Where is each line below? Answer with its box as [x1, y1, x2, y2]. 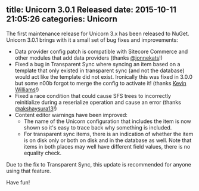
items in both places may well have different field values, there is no [23, 143, 191, 150]
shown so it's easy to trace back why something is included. [23, 124, 172, 131]
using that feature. [6, 167, 52, 174]
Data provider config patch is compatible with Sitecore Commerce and [14, 48, 188, 55]
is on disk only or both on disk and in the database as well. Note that [23, 137, 192, 144]
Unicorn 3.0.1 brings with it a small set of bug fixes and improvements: [6, 36, 178, 44]
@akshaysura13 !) [14, 104, 57, 112]
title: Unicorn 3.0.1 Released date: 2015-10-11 [6, 5, 177, 15]
